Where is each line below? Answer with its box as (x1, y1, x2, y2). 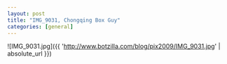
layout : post (7, 10, 46, 17)
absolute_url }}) (7, 49, 53, 58)
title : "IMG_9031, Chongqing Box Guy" (7, 17, 121, 24)
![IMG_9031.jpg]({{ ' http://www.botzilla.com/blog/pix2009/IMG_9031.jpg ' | (7, 42, 221, 51)
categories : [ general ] (7, 23, 74, 30)
